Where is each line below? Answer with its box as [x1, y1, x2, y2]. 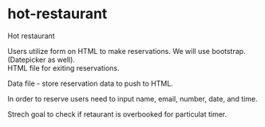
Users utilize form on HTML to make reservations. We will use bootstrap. [7, 46, 246, 56]
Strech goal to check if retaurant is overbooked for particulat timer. [7, 109, 227, 119]
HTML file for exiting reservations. [7, 63, 120, 72]
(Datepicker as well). [7, 55, 75, 64]
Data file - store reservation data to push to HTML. [7, 79, 173, 88]
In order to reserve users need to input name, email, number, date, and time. [7, 94, 258, 103]
